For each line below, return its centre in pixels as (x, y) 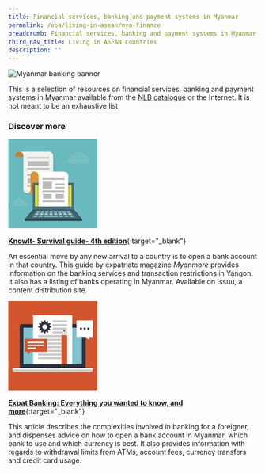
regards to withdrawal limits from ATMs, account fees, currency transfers (127, 452)
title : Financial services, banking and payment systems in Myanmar (123, 17)
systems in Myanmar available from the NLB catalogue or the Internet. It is (129, 97)
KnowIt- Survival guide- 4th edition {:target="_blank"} (97, 241)
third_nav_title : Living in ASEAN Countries (83, 42)
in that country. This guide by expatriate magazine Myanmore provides (124, 265)
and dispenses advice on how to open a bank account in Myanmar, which (128, 435)
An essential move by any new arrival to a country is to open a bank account (132, 257)
